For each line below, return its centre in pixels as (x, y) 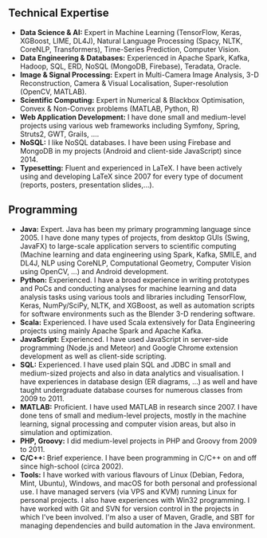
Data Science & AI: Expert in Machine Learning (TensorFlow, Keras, (131, 32)
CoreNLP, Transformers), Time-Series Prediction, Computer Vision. (130, 49)
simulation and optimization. (66, 432)
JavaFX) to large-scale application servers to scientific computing (128, 245)
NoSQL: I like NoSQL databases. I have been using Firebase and (125, 142)
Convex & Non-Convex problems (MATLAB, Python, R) (109, 108)
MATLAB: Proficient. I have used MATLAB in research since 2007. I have (138, 406)
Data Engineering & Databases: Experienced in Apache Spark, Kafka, (134, 57)
